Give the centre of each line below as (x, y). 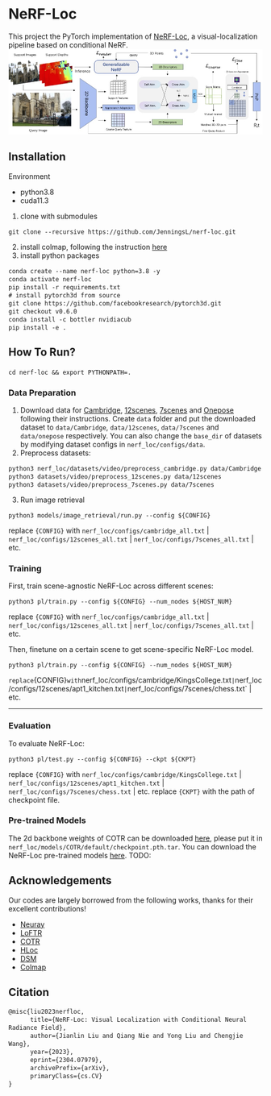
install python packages (60, 255)
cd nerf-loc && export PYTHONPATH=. (70, 372)
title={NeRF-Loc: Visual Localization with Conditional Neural (138, 1020)
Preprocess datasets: (55, 453)
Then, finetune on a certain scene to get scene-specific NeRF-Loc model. (131, 650)
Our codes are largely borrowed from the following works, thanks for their (131, 900)
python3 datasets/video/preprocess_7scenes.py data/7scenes (112, 484)
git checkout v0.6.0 (43, 311)
